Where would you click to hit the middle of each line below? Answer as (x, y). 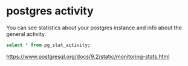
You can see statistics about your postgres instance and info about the (94, 28)
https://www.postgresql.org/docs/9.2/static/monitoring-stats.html (88, 56)
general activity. (26, 34)
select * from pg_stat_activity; (48, 45)
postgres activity (50, 11)
